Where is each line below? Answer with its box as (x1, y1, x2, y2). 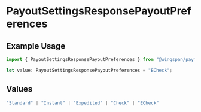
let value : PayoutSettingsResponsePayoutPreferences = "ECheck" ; (6, 67, 172, 73)
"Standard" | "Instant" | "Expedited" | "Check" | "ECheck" (6, 100, 160, 106)
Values (6, 84, 33, 94)
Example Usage (6, 41, 66, 51)
